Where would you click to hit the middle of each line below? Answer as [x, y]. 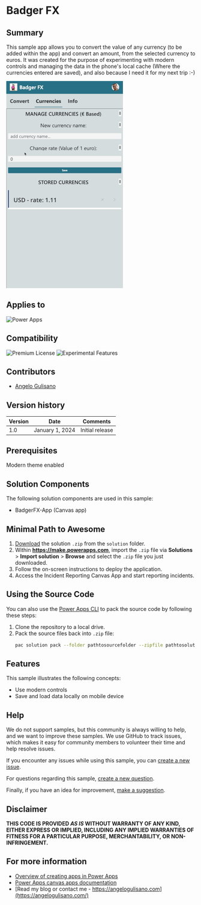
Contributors [31, 372]
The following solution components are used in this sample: [80, 499]
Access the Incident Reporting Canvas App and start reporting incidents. [105, 575]
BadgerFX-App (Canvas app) [51, 510]
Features [23, 664]
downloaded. [31, 562]
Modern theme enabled [35, 465]
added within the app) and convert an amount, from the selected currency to [101, 54]
